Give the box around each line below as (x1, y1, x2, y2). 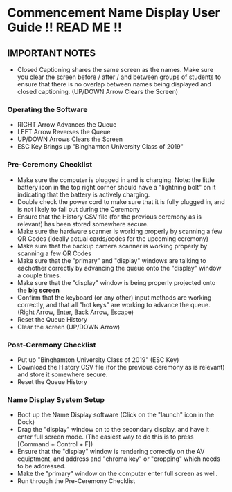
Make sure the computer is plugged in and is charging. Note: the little (17, 175, 215, 184)
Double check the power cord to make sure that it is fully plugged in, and (17, 197, 225, 206)
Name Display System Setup (7, 394, 105, 404)
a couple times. (17, 271, 62, 280)
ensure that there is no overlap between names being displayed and (17, 80, 211, 88)
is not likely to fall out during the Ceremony (17, 205, 141, 213)
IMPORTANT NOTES (7, 47, 96, 59)
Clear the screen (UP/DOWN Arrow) (17, 322, 121, 331)
